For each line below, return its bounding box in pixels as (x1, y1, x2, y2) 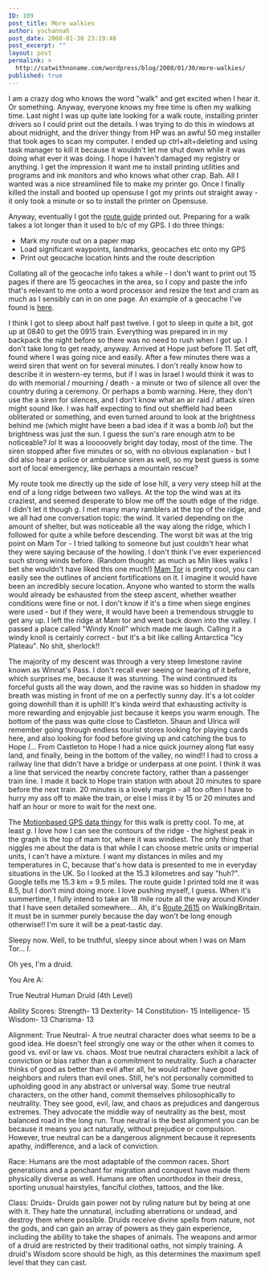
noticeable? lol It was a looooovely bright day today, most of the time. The (8, 437, 253, 447)
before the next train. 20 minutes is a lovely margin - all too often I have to (8, 784, 253, 794)
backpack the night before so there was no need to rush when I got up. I (8, 335, 247, 345)
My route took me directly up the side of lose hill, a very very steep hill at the (8, 479, 262, 488)
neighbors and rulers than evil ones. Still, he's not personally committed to (8, 1073, 255, 1082)
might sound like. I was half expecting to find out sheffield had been (8, 403, 233, 413)
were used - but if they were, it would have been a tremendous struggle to (8, 607, 255, 616)
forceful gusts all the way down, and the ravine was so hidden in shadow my (8, 682, 261, 692)
